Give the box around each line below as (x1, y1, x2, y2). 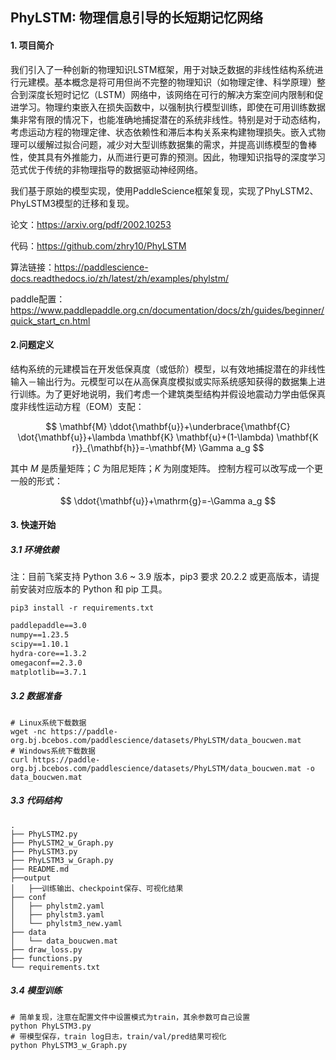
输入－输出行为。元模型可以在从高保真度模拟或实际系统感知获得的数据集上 (10, 375, 317, 387)
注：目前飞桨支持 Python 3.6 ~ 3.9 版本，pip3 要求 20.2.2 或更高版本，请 (10, 571, 312, 583)
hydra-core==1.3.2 (10, 648, 87, 658)
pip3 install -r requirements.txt (10, 603, 155, 613)
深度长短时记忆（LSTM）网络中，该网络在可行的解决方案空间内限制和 (27, 88, 315, 100)
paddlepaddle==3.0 (10, 621, 87, 631)
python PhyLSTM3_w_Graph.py (10, 1040, 128, 1050)
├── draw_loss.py (10, 944, 83, 955)
